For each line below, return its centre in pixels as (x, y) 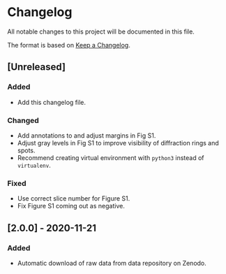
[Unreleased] (37, 67)
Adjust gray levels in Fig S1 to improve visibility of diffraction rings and (118, 143)
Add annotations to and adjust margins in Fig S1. (86, 135)
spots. (27, 150)
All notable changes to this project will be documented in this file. (101, 31)
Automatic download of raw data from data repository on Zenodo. (112, 263)
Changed (23, 120)
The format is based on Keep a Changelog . (69, 45)
